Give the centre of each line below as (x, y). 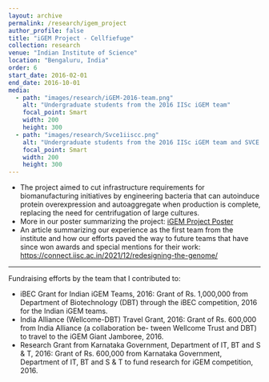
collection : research (44, 46)
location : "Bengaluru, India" (59, 61)
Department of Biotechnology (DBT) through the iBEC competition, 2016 (139, 303)
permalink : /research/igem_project (68, 23)
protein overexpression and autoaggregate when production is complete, (140, 204)
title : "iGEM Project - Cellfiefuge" (71, 38)
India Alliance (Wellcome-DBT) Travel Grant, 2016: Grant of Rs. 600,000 (138, 320)
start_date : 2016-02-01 (48, 75)
